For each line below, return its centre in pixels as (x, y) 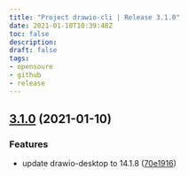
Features (29, 144)
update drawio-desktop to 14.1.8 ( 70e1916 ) (99, 164)
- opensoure (31, 67)
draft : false (33, 50)
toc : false (29, 34)
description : (33, 42)
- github (25, 75)
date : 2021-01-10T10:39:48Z (61, 26)
